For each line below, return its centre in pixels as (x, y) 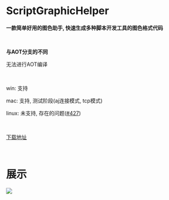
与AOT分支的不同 (27, 52)
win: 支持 (17, 88)
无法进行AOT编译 (27, 64)
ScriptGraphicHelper (58, 11)
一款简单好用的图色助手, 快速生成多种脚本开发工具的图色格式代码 (84, 28)
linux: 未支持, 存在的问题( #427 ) (43, 113)
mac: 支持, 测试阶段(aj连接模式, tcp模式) (54, 101)
